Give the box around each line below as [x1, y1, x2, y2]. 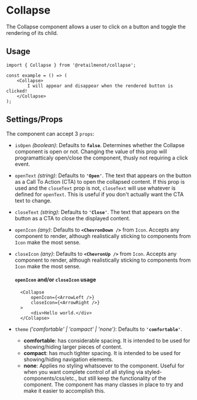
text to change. [14, 197, 52, 204]
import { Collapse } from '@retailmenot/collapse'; [6, 62, 136, 68]
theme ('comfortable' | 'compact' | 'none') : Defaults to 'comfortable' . [14, 326, 182, 333]
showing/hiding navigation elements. [23, 356, 114, 363]
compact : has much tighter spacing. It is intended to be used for [23, 349, 181, 356]
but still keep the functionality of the [78, 375, 167, 382]
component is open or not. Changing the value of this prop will [14, 148, 167, 155]
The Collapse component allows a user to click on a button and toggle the [6, 23, 186, 30]
